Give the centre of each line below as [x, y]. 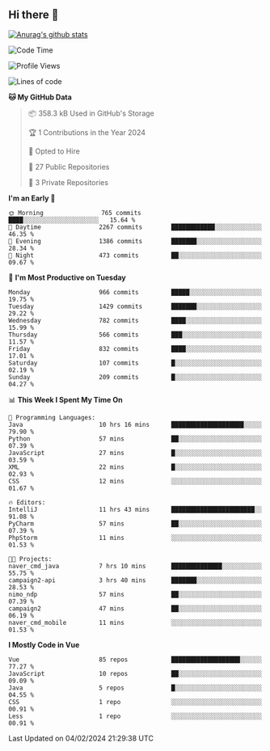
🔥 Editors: [27, 502]
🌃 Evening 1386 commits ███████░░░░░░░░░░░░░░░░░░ [135, 241]
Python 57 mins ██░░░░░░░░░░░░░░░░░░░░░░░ [135, 439]
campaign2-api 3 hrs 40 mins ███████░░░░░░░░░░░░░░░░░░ [135, 580]
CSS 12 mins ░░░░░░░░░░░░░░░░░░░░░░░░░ [135, 481]
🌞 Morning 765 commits [75, 213]
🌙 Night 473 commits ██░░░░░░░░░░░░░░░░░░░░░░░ [135, 255]
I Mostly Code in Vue [44, 644]
